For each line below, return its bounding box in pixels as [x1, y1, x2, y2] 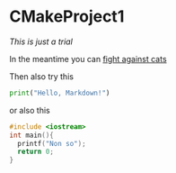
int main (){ [9, 131, 54, 140]
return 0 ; [17, 147, 54, 157]
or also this [9, 105, 51, 115]
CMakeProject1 [9, 6, 125, 27]
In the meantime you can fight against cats [9, 53, 168, 64]
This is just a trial [9, 36, 74, 47]
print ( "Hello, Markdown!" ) [9, 88, 110, 97]
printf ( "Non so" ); [17, 139, 87, 148]
